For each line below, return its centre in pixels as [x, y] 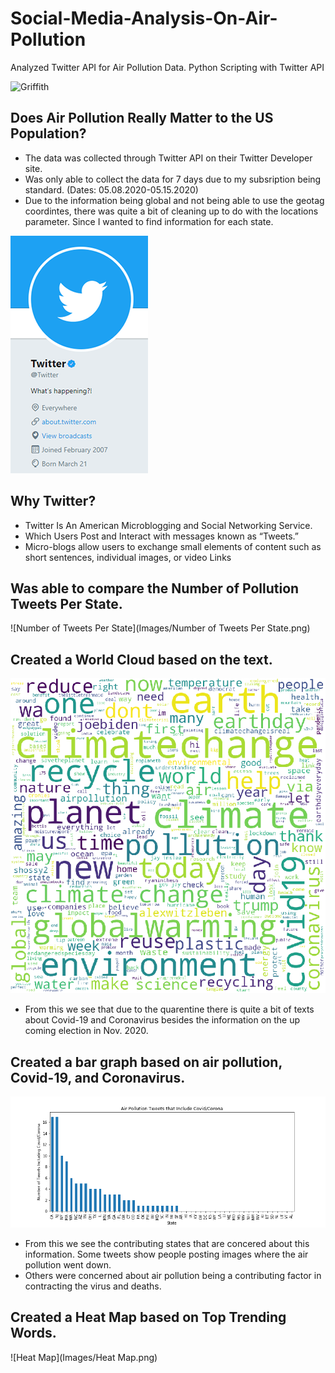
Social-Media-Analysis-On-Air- [144, 18]
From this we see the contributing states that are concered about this [167, 1243]
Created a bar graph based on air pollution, [146, 1062]
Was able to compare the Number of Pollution [155, 588]
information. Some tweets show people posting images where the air [166, 1254]
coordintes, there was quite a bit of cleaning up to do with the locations [171, 211]
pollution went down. [68, 1265]
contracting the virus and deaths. [93, 1286]
